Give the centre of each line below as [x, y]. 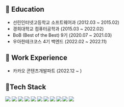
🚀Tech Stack [26, 87]
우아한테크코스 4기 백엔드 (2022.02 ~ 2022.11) [60, 41]
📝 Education [25, 9]
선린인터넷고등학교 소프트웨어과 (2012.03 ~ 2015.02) [66, 22]
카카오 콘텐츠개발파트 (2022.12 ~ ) [47, 71]
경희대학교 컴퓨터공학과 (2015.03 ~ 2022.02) [58, 29]
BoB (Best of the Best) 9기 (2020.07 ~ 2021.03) [62, 35]
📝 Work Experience [36, 58]
